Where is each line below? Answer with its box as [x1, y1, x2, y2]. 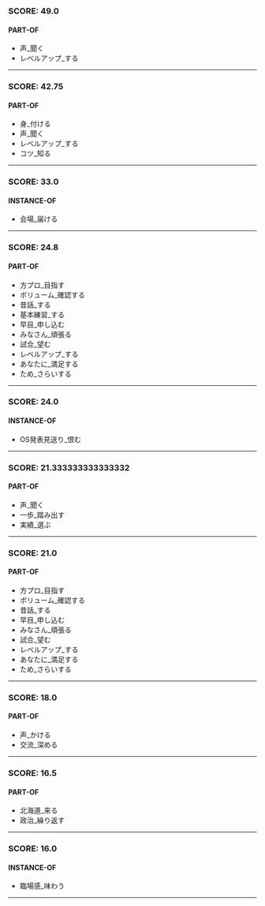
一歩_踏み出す [19, 510, 65, 519]
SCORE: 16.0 [8, 843, 58, 854]
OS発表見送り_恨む [19, 434, 81, 444]
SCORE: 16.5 [8, 767, 58, 778]
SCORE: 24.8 [8, 242, 59, 253]
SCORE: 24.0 [8, 396, 59, 407]
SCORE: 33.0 [8, 176, 59, 187]
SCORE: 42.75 [8, 81, 64, 92]
